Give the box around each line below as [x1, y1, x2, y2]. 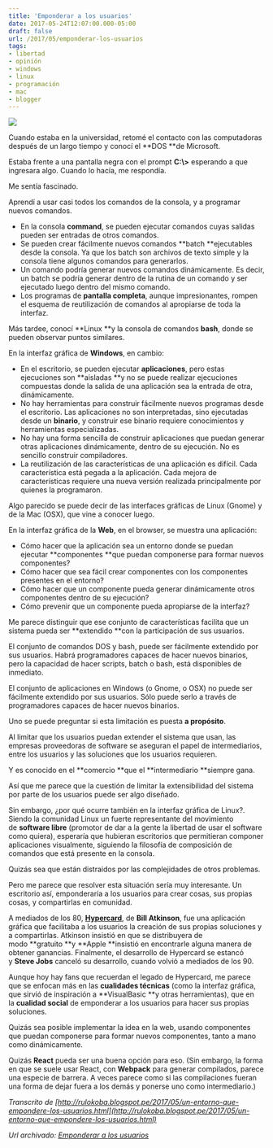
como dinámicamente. [8, 1040, 84, 1050]
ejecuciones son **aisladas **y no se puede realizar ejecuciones [19, 373, 238, 382]
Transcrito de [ [8, 1098, 58, 1107]
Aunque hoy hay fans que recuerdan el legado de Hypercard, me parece [8, 972, 251, 982]
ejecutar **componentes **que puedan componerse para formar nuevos [19, 550, 264, 560]
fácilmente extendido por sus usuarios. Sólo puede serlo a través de [8, 692, 237, 702]
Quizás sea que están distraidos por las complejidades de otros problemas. [8, 864, 261, 875]
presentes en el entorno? [19, 575, 104, 586]
